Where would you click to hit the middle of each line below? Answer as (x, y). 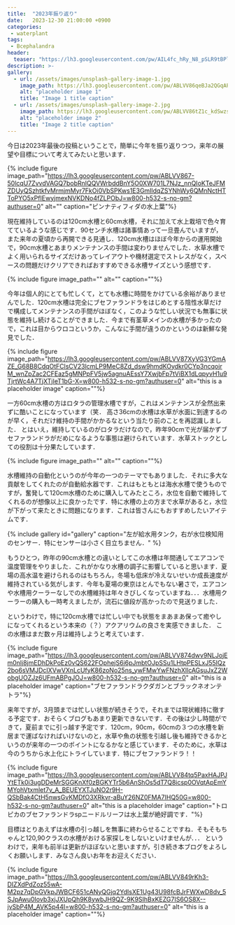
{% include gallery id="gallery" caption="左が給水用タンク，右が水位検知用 (115, 534)
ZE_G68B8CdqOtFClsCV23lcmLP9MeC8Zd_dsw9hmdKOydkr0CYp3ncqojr (115, 366)
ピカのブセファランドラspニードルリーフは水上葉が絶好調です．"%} (105, 814)
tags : (15, 40)
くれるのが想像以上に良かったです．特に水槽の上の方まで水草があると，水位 (117, 501)
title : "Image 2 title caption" (67, 124)
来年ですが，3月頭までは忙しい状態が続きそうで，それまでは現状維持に (110, 709)
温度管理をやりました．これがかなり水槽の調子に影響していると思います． (114, 566)
